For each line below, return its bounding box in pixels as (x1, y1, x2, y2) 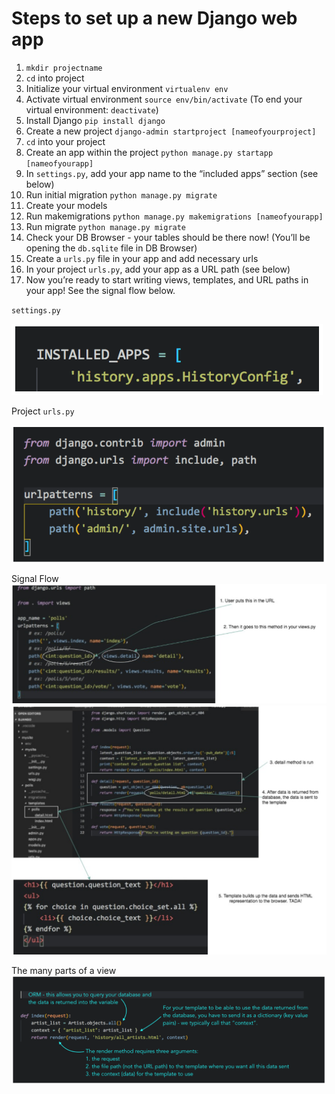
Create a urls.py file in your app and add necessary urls (25, 252, 259, 264)
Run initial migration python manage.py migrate (25, 188, 218, 201)
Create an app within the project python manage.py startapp (25, 146, 274, 158)
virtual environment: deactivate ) (25, 103, 159, 116)
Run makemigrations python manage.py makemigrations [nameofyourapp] (25, 210, 324, 222)
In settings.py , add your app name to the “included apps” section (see (25, 167, 319, 179)
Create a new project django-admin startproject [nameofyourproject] (25, 125, 317, 137)
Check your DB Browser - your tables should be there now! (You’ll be (25, 231, 311, 243)
